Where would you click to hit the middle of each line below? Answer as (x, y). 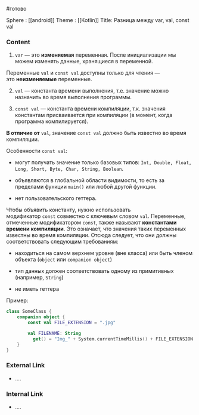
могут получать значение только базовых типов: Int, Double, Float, (103, 162)
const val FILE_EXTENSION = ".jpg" (72, 323)
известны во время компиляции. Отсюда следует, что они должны (91, 235)
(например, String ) (39, 278)
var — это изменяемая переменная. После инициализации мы (95, 55)
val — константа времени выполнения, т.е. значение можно (92, 91)
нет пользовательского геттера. (56, 198)
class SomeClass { (29, 312)
